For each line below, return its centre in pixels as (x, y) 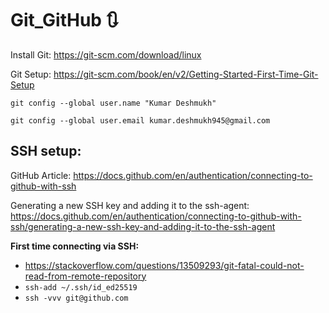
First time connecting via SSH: (75, 246)
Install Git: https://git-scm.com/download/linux (106, 54)
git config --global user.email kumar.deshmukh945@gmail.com (140, 120)
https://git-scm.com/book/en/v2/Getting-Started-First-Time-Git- (186, 74)
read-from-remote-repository (85, 276)
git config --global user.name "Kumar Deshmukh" (113, 103)
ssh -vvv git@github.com (76, 298)
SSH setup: (46, 151)
